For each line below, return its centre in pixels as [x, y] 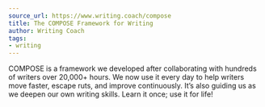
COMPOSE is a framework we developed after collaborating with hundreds [132, 68]
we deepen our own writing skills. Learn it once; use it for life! [111, 94]
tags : [17, 38]
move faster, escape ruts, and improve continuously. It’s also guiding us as [132, 86]
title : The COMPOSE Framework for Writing [81, 23]
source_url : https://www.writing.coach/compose [90, 16]
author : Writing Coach [46, 31]
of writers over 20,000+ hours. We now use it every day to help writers [126, 77]
